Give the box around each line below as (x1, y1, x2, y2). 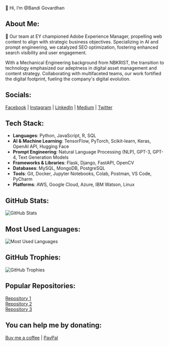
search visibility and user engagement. (5, 49, 87, 56)
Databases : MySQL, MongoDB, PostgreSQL (12, 165, 106, 171)
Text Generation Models (18, 154, 69, 161)
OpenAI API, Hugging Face (12, 143, 69, 149)
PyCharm (12, 176, 33, 182)
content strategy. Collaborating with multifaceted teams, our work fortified (5, 70, 162, 76)
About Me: (5, 19, 40, 28)
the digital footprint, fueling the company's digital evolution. (5, 76, 131, 82)
